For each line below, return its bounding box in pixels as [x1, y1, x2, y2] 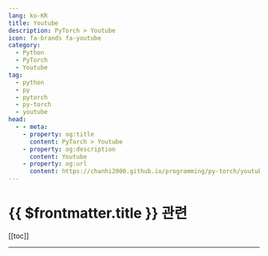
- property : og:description [22, 145, 116, 153]
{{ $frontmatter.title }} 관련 [8, 204, 187, 223]
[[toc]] [8, 230, 30, 240]
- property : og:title [22, 130, 94, 138]
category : [8, 41, 41, 49]
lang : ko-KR [8, 11, 48, 20]
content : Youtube [29, 152, 88, 160]
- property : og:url [22, 160, 88, 168]
